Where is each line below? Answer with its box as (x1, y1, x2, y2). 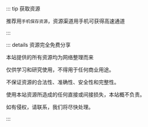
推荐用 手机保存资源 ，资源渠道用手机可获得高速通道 (6, 18, 125, 25)
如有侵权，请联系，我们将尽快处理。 (6, 104, 94, 110)
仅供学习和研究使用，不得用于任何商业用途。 (6, 66, 115, 73)
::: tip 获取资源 (6, 5, 41, 12)
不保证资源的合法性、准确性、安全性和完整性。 (6, 78, 119, 85)
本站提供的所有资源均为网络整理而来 (6, 54, 94, 60)
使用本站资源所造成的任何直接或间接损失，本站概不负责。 (6, 91, 145, 98)
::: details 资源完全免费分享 (6, 42, 71, 48)
